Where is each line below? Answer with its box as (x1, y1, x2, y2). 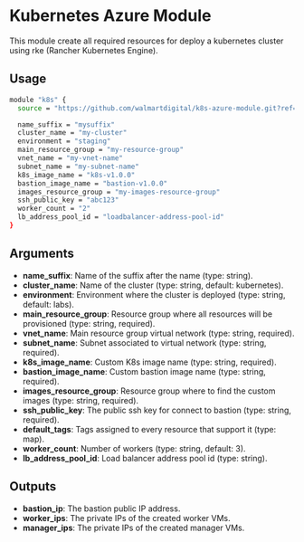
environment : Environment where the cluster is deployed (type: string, (22, 289, 286, 300)
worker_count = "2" (17, 204, 91, 214)
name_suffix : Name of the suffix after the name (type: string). (22, 270, 253, 281)
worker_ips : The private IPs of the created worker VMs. (22, 512, 231, 523)
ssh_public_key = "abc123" (17, 195, 119, 204)
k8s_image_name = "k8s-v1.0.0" (17, 170, 136, 179)
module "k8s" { (9, 95, 67, 104)
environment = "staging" (17, 137, 111, 146)
